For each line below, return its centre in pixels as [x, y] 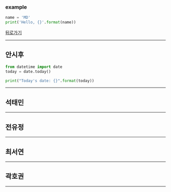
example [16, 7]
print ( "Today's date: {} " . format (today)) [50, 81]
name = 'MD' [18, 18]
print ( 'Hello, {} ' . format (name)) [41, 22]
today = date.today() [28, 71]
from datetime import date [34, 67]
